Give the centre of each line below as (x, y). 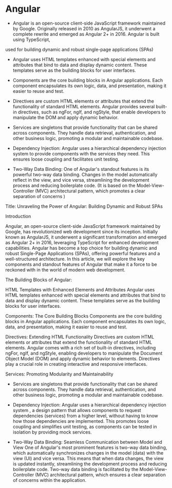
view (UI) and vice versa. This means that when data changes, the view (88, 458)
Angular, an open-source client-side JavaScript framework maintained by (83, 226)
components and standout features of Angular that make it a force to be (81, 264)
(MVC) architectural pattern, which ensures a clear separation (100, 475)
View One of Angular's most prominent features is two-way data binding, (90, 447)
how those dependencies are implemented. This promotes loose (81, 421)
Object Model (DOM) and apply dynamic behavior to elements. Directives (83, 358)
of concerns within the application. (49, 480)
